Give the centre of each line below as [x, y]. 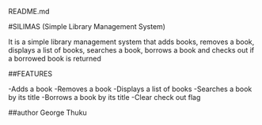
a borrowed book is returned [55, 59]
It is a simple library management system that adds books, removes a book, [131, 42]
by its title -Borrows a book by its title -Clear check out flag [104, 97]
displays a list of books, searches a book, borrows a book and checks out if [131, 50]
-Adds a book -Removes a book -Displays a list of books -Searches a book [130, 89]
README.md [29, 11]
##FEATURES [30, 74]
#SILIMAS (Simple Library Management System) [87, 26]
